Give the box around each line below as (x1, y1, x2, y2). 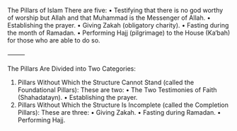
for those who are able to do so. (7, 36, 100, 45)
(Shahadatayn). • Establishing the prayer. (17, 93, 138, 101)
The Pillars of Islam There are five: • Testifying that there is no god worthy (7, 6, 224, 14)
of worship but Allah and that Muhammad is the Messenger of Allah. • (7, 13, 211, 22)
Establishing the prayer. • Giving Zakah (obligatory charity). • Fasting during (7, 21, 229, 29)
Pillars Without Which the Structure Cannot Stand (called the (17, 78, 195, 86)
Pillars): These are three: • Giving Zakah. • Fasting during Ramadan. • (17, 108, 221, 116)
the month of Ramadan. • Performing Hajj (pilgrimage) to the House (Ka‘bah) (7, 28, 231, 37)
